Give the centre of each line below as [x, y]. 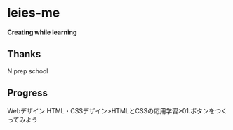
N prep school [28, 71]
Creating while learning [42, 32]
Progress [27, 93]
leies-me [34, 13]
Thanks [24, 54]
